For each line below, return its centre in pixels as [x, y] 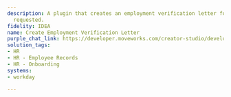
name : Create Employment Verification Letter [73, 32]
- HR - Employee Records [43, 58]
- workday [21, 77]
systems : [20, 70]
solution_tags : [29, 45]
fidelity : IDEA [29, 26]
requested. [29, 20]
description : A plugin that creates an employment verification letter [112, 13]
